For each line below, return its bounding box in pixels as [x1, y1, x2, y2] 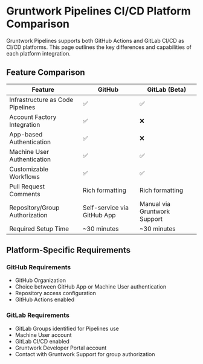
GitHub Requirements [6, 263, 71, 272]
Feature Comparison [6, 68, 86, 78]
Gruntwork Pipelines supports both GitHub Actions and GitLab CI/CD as [6, 37, 184, 44]
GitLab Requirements [6, 311, 69, 319]
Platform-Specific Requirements [6, 245, 131, 255]
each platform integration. [6, 49, 71, 57]
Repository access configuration [14, 290, 97, 297]
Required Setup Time [9, 225, 69, 233]
